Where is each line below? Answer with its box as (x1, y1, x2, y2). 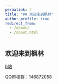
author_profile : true (5, 16, 50, 21)
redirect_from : (5, 21, 36, 26)
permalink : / (5, 7, 32, 12)
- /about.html (9, 30, 38, 35)
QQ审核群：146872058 (5, 74, 52, 80)
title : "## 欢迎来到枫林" (5, 12, 54, 17)
